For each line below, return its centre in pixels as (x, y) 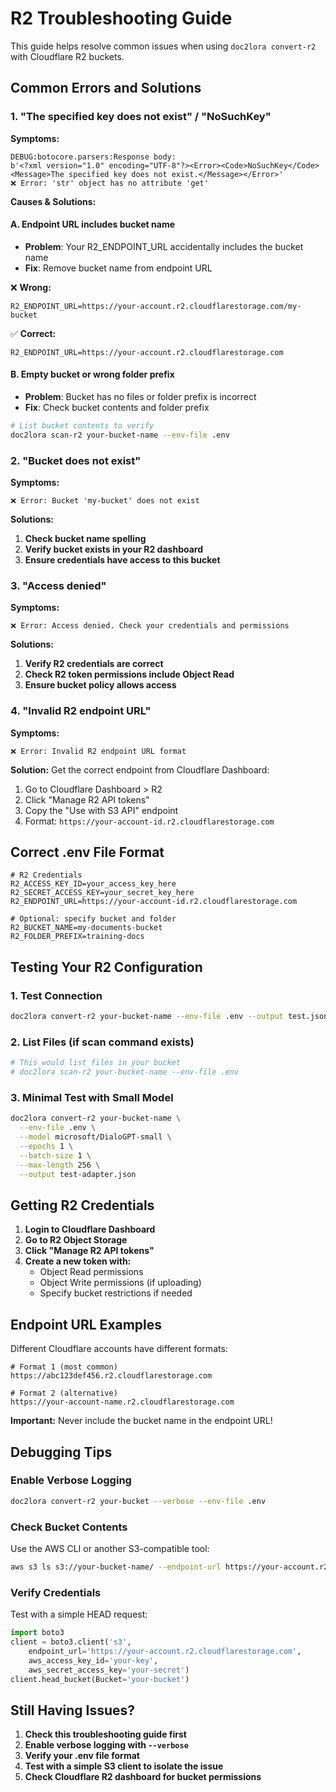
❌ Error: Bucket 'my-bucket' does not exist (105, 501)
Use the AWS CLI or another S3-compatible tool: (110, 1548)
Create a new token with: (78, 1261)
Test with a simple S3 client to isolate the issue (124, 1766)
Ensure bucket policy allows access (100, 685)
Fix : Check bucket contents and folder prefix (117, 408)
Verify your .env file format (82, 1756)
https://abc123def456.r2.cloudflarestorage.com (111, 1376)
